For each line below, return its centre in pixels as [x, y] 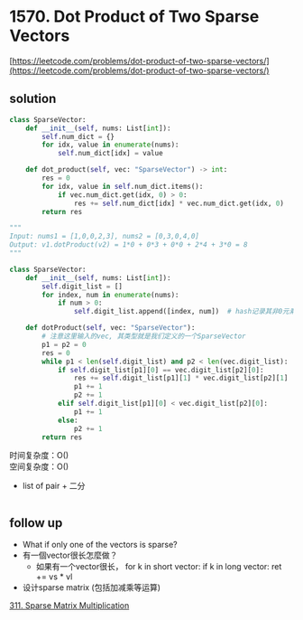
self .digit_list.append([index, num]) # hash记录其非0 [178, 312]
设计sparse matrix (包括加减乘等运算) [91, 587]
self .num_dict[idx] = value [110, 154]
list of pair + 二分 [54, 486]
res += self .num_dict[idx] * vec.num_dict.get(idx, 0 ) [179, 203]
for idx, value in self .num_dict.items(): [123, 186]
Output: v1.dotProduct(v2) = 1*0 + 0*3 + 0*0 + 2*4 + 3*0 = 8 [129, 245]
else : [68, 420]
